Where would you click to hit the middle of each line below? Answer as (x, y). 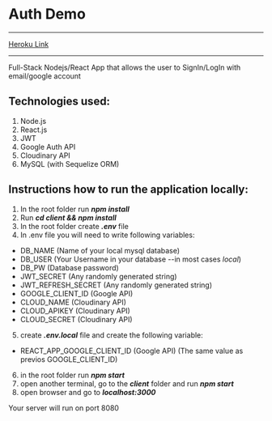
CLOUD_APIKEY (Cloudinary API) (75, 310)
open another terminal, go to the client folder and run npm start (127, 383)
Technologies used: (59, 102)
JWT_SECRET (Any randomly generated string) (98, 276)
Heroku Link (29, 44)
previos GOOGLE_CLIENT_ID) (69, 359)
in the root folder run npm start (72, 375)
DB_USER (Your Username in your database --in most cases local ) (130, 259)
